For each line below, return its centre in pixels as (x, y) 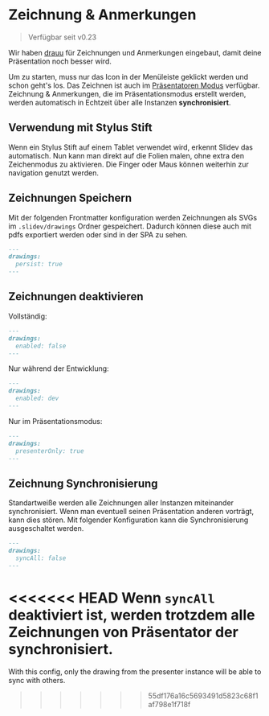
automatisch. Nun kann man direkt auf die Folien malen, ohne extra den (126, 155)
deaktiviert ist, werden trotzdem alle (132, 615)
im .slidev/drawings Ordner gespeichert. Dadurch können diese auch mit (130, 226)
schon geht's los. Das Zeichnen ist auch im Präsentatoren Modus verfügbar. (134, 85)
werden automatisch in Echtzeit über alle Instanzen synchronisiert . (120, 102)
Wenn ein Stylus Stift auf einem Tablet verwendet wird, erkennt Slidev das (130, 147)
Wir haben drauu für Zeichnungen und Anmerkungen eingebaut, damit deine (135, 52)
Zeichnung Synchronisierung (83, 483)
